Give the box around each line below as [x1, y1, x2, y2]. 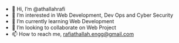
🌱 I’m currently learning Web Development [11, 18, 114, 24]
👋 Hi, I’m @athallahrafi [11, 6, 66, 12]
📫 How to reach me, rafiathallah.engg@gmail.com [11, 31, 134, 37]
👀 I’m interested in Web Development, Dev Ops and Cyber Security [11, 12, 174, 19]
